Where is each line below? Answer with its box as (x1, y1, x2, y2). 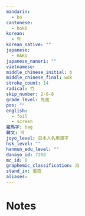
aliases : (6, 174, 28, 180)
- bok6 (11, 25, 28, 31)
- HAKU (11, 53, 28, 59)
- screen (11, 119, 33, 125)
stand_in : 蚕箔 (6, 168, 42, 175)
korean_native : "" (6, 42, 51, 48)
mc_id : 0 (6, 157, 28, 163)
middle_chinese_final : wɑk (6, 75, 73, 80)
